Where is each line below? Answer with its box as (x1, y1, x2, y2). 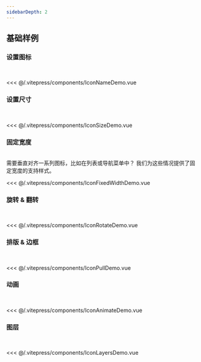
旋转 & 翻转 (6, 195, 39, 204)
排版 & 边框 (6, 238, 39, 247)
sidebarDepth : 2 (6, 9, 48, 15)
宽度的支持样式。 (11, 167, 55, 174)
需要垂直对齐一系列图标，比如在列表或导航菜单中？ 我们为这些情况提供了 (6, 159, 190, 167)
